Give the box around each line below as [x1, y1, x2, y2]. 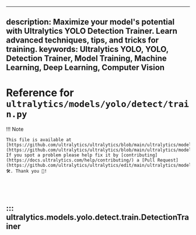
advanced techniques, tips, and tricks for [6, 36, 159, 45]
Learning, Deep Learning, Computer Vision [6, 62, 165, 73]
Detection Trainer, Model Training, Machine [6, 54, 167, 64]
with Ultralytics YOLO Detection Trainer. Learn [6, 26, 178, 36]
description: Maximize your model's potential [6, 17, 175, 27]
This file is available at [6, 137, 72, 143]
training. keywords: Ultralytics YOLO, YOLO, [6, 44, 169, 54]
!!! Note [6, 126, 24, 133]
